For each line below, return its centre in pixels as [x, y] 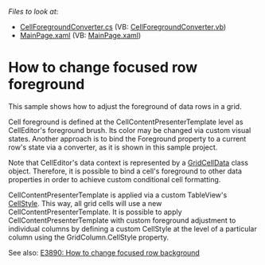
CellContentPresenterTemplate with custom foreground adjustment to [122, 220]
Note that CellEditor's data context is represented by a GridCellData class [129, 162]
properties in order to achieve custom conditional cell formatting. [115, 179]
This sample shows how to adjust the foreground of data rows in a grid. [125, 106]
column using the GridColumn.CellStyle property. [89, 237]
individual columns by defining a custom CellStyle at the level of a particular [132, 228]
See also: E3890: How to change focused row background [104, 252]
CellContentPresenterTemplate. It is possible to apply [95, 212]
